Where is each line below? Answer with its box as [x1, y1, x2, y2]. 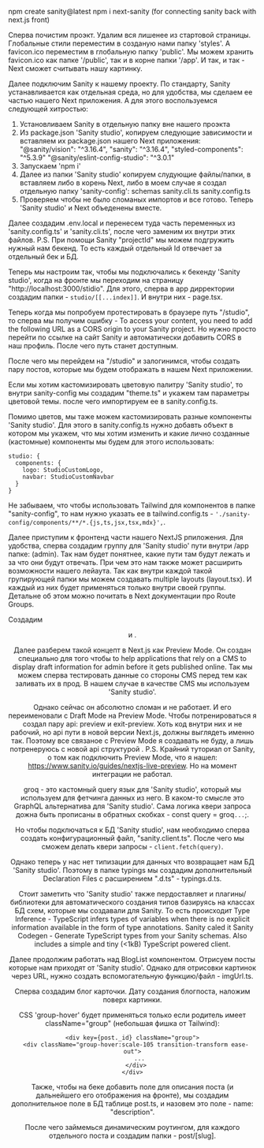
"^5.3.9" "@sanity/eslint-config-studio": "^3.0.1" [19, 153, 175, 162]
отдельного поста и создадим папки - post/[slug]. [48, 1131, 217, 1140]
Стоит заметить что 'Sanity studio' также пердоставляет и [18, 890, 214, 898]
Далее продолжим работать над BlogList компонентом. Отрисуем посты [9, 955, 256, 964]
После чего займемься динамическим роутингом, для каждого [24, 1123, 240, 1131]
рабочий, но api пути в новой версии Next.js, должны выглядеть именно [10, 728, 255, 737]
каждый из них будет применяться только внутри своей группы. [8, 583, 226, 592]
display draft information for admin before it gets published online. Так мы [12, 662, 253, 671]
